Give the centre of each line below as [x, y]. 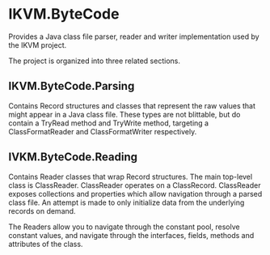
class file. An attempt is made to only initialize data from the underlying [127, 202]
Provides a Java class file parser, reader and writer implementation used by [134, 36]
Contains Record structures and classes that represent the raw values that [132, 105]
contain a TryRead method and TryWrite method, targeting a [108, 123]
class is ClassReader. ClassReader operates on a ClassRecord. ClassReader [135, 185]
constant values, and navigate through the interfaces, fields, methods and [131, 235]
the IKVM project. [38, 45]
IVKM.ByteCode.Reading [73, 157]
